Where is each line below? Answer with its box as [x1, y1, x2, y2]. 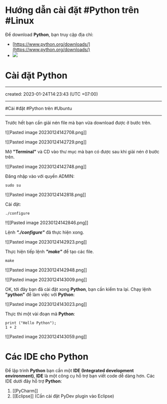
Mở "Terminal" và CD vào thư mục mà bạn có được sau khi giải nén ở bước [5, 148, 160, 154]
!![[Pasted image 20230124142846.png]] [5, 219, 88, 226]
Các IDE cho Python [5, 351, 88, 363]
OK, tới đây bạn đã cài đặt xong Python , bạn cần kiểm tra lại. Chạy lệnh [5, 286, 152, 292]
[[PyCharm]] [12, 388, 38, 394]
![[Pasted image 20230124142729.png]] [5, 139, 87, 145]
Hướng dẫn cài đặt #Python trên [5, 4, 139, 16]
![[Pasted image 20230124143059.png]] [5, 333, 87, 339]
